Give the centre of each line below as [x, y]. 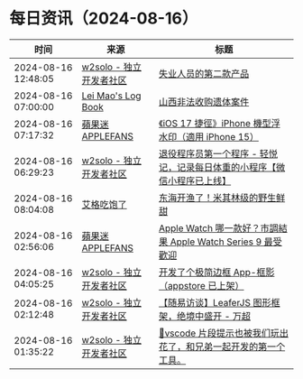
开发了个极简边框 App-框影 [216, 272]
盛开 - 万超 [227, 316]
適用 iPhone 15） [222, 136]
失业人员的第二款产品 [204, 73]
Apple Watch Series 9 [216, 242]
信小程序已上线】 [195, 180]
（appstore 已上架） [201, 285]
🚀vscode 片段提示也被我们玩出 [223, 333]
